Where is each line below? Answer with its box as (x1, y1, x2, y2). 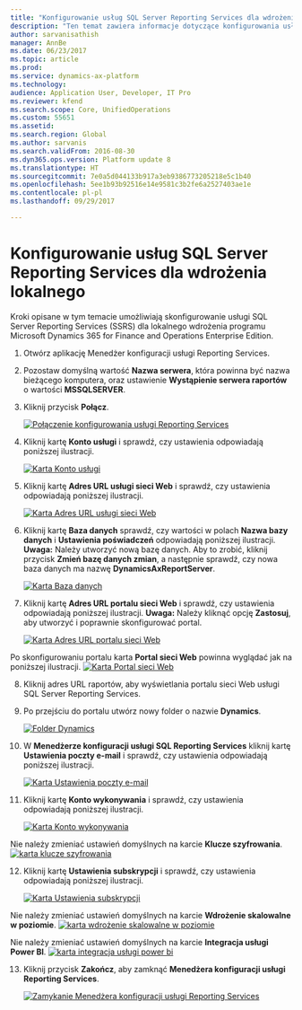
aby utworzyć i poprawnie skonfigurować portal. (22, 617, 203, 628)
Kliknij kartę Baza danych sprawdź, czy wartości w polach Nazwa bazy (22, 524, 289, 535)
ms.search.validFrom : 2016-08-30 (10, 146, 135, 155)
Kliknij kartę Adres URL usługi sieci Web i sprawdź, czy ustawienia (22, 480, 271, 491)
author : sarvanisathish (10, 30, 99, 39)
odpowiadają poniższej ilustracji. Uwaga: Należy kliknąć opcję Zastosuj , (22, 607, 291, 618)
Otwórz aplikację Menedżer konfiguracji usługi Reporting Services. (22, 347, 271, 358)
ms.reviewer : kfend (10, 96, 83, 106)
